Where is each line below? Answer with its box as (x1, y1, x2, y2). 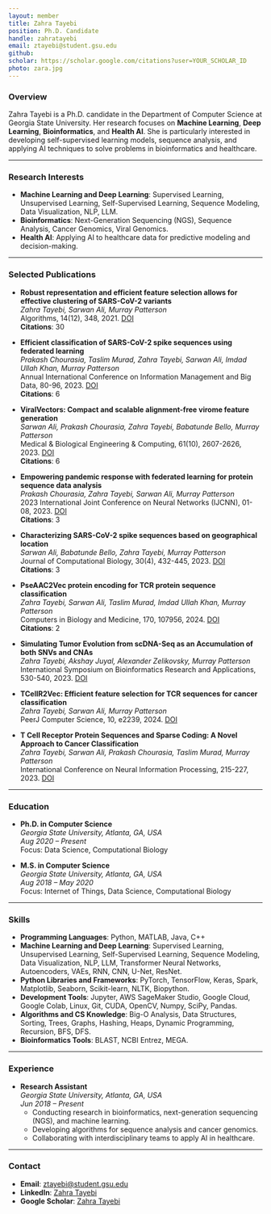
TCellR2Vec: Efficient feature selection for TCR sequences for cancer (19, 688, 258, 699)
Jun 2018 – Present (19, 1098, 85, 1108)
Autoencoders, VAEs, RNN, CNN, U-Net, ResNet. (19, 967, 183, 977)
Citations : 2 (19, 623, 60, 632)
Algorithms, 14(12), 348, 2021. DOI (19, 313, 135, 323)
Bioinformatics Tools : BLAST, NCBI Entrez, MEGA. (19, 1035, 189, 1045)
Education (8, 800, 50, 812)
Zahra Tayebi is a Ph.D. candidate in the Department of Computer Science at (8, 110, 262, 120)
